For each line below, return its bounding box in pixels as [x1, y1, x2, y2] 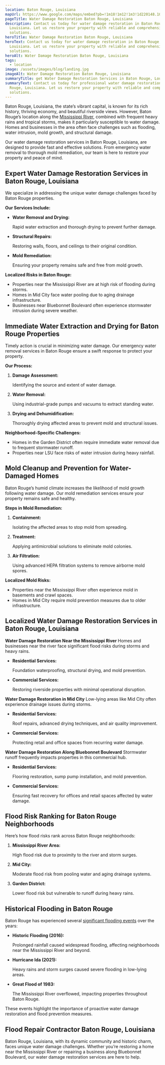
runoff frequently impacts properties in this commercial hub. [5, 754, 127, 760]
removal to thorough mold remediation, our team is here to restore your [5, 150, 149, 156]
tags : [5, 58, 16, 63]
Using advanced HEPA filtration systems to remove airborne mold [12, 562, 145, 568]
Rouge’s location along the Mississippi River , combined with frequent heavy [5, 114, 158, 120]
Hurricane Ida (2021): [12, 957, 57, 963]
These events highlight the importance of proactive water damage [5, 1006, 139, 1012]
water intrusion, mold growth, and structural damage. [5, 129, 113, 136]
